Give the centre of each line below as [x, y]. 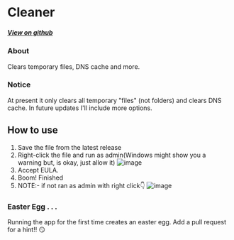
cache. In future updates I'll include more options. [80, 108]
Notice [19, 84]
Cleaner [31, 12]
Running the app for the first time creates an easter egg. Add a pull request [117, 222]
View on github [30, 32]
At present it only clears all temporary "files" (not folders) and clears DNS [115, 100]
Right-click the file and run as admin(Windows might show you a [112, 155]
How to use [33, 130]
